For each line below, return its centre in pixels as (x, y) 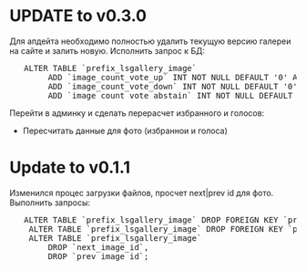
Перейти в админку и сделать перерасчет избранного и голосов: (137, 113)
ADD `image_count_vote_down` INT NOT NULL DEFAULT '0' (173, 86)
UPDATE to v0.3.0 (78, 16)
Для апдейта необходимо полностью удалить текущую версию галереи (150, 41)
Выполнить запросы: (50, 203)
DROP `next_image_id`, (98, 247)
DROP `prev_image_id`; (98, 256)
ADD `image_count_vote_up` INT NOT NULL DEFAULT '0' (168, 77)
